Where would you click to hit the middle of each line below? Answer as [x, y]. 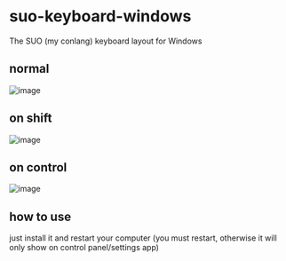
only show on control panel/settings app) [84, 248]
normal [29, 69]
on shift [31, 119]
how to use [40, 216]
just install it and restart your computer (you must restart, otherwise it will [143, 238]
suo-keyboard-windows [100, 16]
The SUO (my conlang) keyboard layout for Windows [106, 41]
